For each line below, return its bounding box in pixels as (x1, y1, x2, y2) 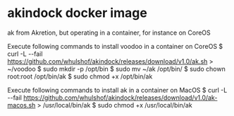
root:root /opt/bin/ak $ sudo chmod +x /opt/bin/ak (7, 72, 153, 81)
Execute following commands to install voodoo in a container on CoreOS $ (7, 42, 223, 50)
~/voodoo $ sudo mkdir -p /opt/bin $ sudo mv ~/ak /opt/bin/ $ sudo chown (7, 64, 226, 73)
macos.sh (7, 100, 36, 109)
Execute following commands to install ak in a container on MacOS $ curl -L (7, 86, 228, 94)
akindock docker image (7, 5, 148, 21)
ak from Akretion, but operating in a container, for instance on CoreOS (7, 28, 211, 37)
